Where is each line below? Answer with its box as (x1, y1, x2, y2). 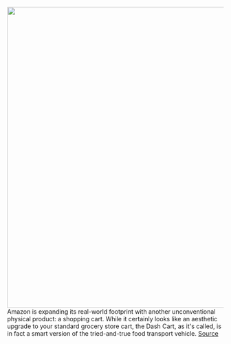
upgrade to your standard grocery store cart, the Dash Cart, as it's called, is (7, 322, 222, 330)
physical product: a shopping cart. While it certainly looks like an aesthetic (7, 315, 218, 323)
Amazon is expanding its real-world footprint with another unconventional (7, 308, 216, 316)
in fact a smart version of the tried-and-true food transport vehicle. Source (7, 330, 219, 337)
